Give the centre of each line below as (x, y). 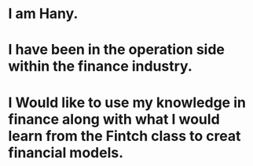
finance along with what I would (114, 119)
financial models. (66, 152)
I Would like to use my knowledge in (127, 102)
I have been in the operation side (117, 50)
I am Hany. (43, 14)
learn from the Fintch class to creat (125, 136)
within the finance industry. (100, 66)
